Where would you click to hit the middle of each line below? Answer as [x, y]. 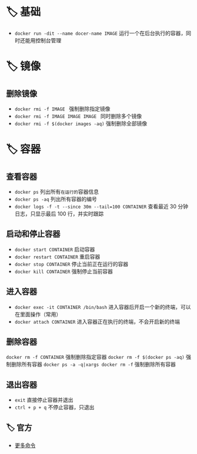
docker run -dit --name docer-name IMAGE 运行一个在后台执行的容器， [100, 33]
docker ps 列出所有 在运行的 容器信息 [56, 191]
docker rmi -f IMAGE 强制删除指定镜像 [62, 109]
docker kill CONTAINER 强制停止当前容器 [64, 271]
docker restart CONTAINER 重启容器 [57, 257]
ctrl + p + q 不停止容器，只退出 [54, 407]
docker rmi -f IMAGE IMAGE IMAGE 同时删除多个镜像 [78, 116]
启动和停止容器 [33, 234]
